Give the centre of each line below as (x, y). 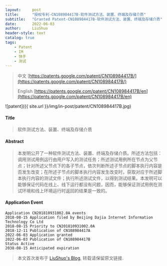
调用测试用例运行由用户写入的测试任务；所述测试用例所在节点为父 (85, 159)
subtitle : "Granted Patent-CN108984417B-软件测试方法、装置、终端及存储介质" (84, 19)
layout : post (23, 10)
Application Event (24, 202)
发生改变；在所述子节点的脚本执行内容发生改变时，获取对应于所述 (90, 172)
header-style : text (25, 33)
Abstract (14, 141)
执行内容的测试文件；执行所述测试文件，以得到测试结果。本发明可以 (92, 178)
